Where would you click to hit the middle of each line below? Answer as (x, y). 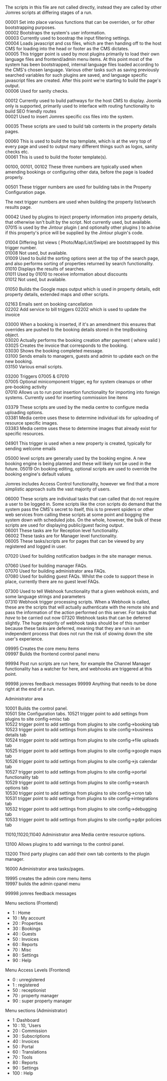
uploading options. (24, 412)
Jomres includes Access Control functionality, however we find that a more (82, 484)
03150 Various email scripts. (34, 367)
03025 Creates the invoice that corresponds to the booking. (67, 345)
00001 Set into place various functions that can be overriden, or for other (80, 22)
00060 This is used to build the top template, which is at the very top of (78, 141)
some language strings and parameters (45, 597)
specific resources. (25, 434)
